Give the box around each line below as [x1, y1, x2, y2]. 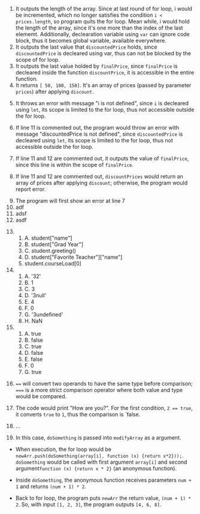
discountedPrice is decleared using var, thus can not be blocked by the [15, 50, 191, 56]
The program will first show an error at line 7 [15, 198, 125, 204]
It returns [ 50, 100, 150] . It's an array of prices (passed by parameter [15, 82, 192, 89]
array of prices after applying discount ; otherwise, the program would [15, 180, 188, 186]
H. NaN [24, 318, 43, 324]
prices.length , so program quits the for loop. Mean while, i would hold [15, 18, 190, 25]
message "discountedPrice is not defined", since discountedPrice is [15, 130, 183, 138]
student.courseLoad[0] [24, 260, 81, 267]
